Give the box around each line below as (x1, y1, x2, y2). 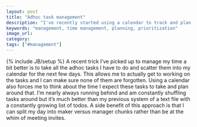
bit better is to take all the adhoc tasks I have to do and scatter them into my (6, 64, 191, 71)
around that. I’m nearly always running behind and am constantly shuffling (6, 89, 186, 96)
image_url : (6, 31, 33, 37)
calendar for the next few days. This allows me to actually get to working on (6, 70, 191, 77)
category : (6, 36, 31, 42)
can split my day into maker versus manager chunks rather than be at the (6, 108, 184, 115)
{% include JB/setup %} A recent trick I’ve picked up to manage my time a (6, 57, 187, 65)
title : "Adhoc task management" (6, 14, 86, 20)
